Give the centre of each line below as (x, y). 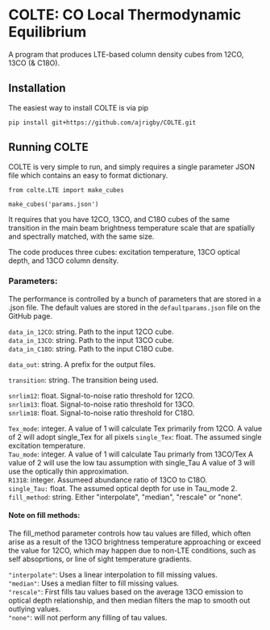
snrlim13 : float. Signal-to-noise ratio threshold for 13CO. (102, 404)
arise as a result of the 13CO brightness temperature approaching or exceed (135, 542)
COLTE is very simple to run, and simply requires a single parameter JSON (132, 166)
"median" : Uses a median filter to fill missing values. (94, 583)
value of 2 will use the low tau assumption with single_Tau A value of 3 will (132, 462)
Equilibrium (48, 32)
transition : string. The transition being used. (83, 380)
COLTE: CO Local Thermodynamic (125, 15)
